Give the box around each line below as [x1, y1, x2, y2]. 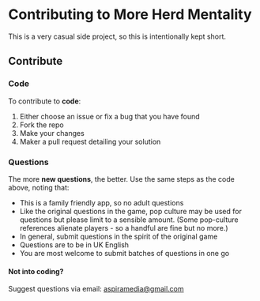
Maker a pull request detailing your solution [19, 137, 161, 146]
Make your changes [19, 128, 85, 137]
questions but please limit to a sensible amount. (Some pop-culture [19, 215, 239, 224]
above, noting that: [8, 182, 70, 192]
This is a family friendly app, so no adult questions [19, 198, 184, 207]
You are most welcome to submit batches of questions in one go [19, 248, 230, 258]
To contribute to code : [8, 96, 81, 106]
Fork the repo [19, 120, 65, 130]
